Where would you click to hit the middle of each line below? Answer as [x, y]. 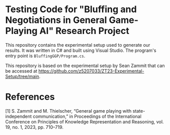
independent [19, 116]
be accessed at [21, 71]
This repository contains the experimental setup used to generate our [78, 45]
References [30, 97]
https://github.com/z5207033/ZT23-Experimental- [91, 71]
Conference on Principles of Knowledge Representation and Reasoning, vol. [84, 122]
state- [139, 111]
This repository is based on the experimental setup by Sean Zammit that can [85, 65]
